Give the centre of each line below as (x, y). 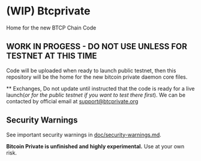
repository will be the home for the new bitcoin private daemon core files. (97, 77)
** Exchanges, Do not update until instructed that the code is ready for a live (100, 88)
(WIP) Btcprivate (48, 11)
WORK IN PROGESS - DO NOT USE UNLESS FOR (97, 47)
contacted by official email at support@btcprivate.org (72, 101)
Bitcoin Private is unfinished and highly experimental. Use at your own (95, 146)
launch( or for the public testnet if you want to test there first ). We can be (96, 95)
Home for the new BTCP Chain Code (51, 28)
